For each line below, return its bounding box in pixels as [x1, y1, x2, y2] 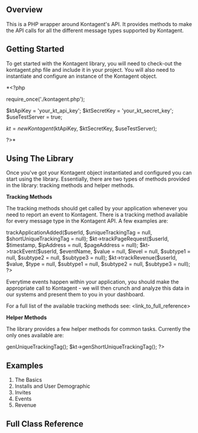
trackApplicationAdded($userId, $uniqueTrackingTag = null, [6, 229, 152, 236]
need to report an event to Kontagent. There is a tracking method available [6, 211, 188, 219]
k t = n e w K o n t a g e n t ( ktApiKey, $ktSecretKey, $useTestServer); [6, 125, 157, 132]
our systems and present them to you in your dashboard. [6, 291, 145, 298]
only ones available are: [6, 332, 64, 339]
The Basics [14, 377, 43, 384]
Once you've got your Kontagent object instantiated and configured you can [6, 169, 192, 176]
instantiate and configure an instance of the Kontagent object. [6, 72, 158, 80]
